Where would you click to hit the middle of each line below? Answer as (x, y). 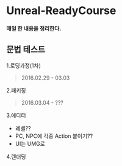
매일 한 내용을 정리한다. (34, 28)
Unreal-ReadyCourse (61, 11)
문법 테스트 (26, 50)
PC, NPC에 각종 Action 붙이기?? (54, 136)
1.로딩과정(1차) (24, 66)
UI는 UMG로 (30, 143)
